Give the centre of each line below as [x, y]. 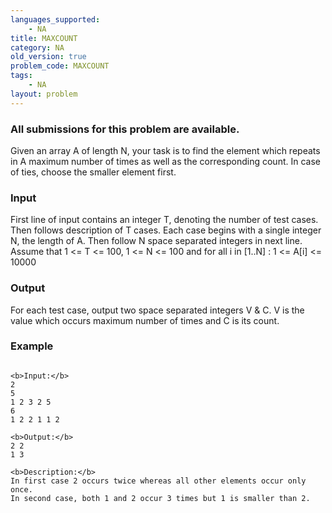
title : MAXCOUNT [44, 38]
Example [32, 346]
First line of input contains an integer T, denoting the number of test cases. [164, 220]
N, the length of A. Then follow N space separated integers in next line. [156, 241]
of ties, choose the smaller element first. [93, 172]
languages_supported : [55, 19]
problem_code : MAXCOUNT [60, 66]
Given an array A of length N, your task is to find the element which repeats [165, 150]
